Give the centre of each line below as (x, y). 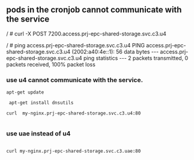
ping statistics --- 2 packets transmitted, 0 (136, 58)
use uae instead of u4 (38, 134)
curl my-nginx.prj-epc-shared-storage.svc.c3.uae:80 (74, 151)
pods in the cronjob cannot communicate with (94, 10)
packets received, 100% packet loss (51, 64)
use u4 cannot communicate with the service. (74, 80)
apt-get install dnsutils (41, 103)
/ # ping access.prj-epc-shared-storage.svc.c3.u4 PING (76, 45)
